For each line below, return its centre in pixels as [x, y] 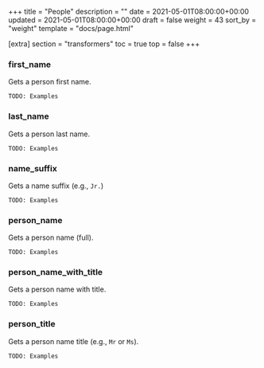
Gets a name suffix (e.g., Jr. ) [56, 186]
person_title [32, 324]
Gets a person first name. [50, 82]
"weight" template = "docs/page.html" [71, 28]
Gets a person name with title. [57, 289]
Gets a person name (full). [51, 237]
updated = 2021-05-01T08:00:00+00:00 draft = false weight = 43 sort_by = [132, 20]
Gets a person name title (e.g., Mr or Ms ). [74, 341]
